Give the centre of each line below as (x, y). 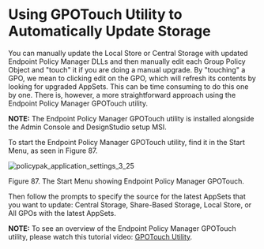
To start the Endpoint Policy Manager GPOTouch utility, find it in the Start (126, 142)
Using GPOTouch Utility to (96, 15)
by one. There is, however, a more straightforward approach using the (122, 95)
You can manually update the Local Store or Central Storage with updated (128, 53)
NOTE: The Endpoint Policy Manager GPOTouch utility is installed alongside (131, 118)
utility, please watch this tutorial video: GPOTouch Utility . (100, 236)
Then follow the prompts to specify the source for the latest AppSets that (127, 196)
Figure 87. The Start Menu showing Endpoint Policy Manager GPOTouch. (126, 181)
